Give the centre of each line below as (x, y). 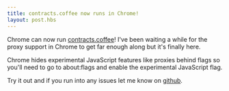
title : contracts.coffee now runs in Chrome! (73, 13)
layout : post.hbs (32, 20)
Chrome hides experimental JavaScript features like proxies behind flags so (113, 60)
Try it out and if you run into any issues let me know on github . (95, 80)
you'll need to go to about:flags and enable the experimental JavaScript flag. (115, 67)
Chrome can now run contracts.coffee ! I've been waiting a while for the (107, 39)
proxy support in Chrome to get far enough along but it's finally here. (104, 47)
